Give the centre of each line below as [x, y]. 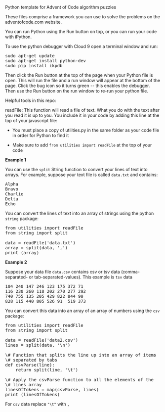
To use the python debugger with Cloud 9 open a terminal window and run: [82, 46]
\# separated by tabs [31, 360]
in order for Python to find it [41, 135]
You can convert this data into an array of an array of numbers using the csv [82, 311]
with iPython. [19, 37]
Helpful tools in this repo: [31, 100]
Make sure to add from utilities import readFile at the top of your [82, 145]
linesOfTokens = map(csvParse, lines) [52, 389]
